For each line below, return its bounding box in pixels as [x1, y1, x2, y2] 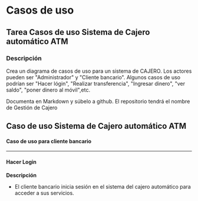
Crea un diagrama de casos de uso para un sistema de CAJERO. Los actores [6, 67, 192, 74]
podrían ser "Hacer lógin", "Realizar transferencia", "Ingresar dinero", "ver [6, 80, 186, 87]
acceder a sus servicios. [14, 189, 75, 196]
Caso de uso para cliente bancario [6, 137, 92, 145]
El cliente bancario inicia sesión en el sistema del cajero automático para [14, 183, 192, 190]
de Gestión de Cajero [6, 104, 58, 111]
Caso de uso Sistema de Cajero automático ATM [6, 121, 187, 131]
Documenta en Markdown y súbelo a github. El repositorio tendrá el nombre [6, 98, 190, 105]
